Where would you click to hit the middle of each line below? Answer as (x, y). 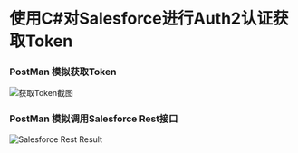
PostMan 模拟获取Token (63, 72)
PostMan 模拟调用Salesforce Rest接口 (94, 119)
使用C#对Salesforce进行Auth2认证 (141, 19)
